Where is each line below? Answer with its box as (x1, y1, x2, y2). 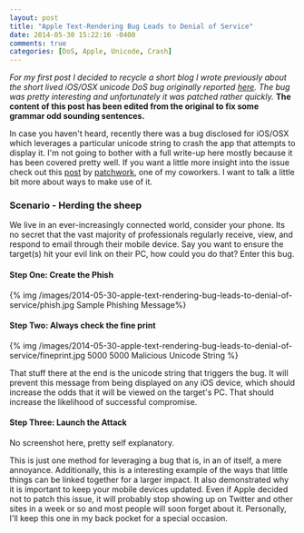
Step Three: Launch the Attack (9, 417, 127, 428)
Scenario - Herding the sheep (9, 199, 142, 212)
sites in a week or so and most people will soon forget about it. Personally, (9, 503, 288, 514)
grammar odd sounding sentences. (9, 111, 145, 122)
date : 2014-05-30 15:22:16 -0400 (9, 30, 136, 39)
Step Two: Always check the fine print (9, 320, 156, 331)
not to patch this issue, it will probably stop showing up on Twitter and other (9, 494, 293, 505)
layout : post (9, 13, 59, 23)
